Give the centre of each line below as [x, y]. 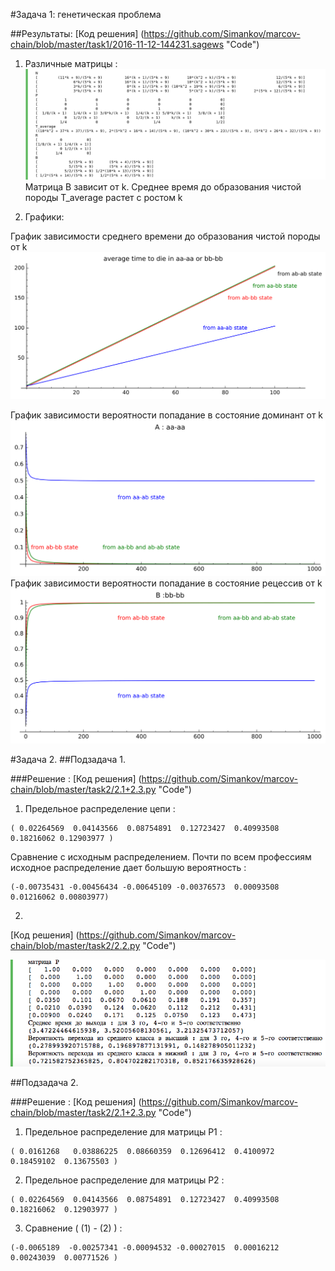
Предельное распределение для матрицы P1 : [123, 1131]
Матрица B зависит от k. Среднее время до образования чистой [163, 187]
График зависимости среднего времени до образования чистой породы [165, 236]
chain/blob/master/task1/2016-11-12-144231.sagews [117, 44]
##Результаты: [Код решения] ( [77, 33]
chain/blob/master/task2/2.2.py [75, 946]
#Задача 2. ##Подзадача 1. [68, 760]
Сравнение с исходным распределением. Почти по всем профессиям [161, 857]
